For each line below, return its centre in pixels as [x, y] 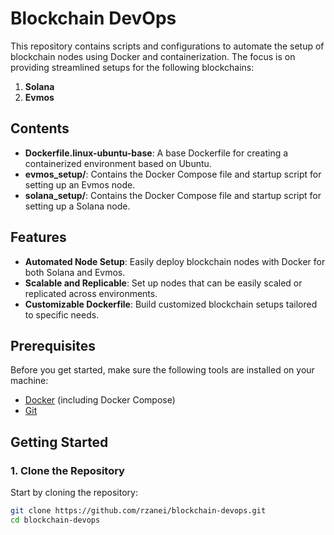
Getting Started [59, 442]
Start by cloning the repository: [74, 493]
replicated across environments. [91, 293]
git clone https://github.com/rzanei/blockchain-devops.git [138, 511]
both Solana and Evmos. [75, 272]
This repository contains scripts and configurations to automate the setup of [167, 46]
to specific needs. [62, 314]
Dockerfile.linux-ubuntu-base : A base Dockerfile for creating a [156, 153]
